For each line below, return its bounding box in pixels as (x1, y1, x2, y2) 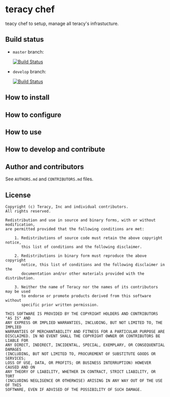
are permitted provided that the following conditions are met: (5, 226, 145, 231)
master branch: (12, 48, 44, 55)
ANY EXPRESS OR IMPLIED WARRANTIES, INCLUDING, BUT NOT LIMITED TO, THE (5, 320, 163, 325)
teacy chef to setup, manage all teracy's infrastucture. (5, 20, 119, 27)
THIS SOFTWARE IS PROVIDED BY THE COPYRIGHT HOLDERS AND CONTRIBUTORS (5, 311, 158, 316)
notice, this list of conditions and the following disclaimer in (21, 262, 165, 267)
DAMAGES (5, 347, 22, 352)
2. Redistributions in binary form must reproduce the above (14, 253, 147, 258)
